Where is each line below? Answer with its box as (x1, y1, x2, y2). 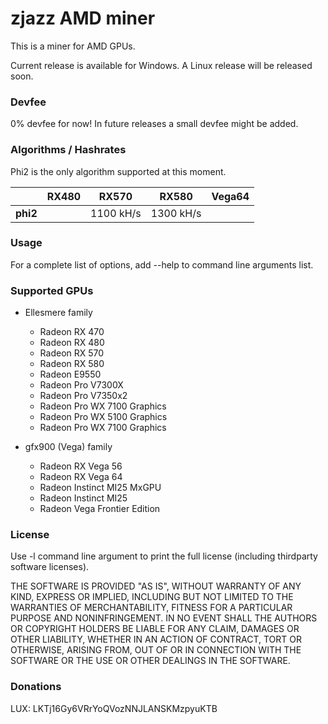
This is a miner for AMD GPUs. (10, 40, 136, 52)
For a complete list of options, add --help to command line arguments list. (10, 258, 314, 271)
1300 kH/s (150, 206, 202, 220)
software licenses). (10, 561, 90, 573)
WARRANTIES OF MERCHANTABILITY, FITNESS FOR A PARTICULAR (10, 602, 293, 614)
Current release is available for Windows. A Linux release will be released (10, 59, 313, 71)
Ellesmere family (24, 307, 93, 319)
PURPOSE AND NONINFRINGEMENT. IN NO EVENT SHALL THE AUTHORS (10, 612, 318, 624)
